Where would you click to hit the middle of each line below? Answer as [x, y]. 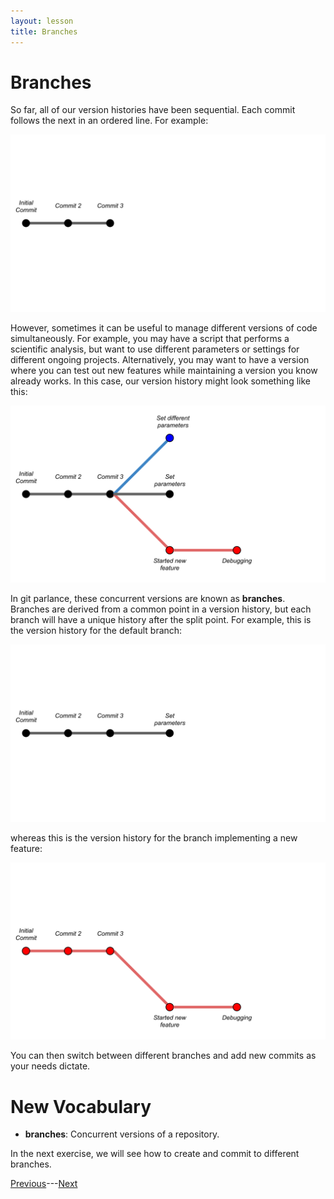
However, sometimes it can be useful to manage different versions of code [164, 327]
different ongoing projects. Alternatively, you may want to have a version [160, 359]
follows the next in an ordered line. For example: [109, 121]
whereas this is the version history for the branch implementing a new [154, 837]
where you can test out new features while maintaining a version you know [164, 370]
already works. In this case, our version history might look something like [160, 381]
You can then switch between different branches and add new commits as [163, 1056]
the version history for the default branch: [96, 631]
